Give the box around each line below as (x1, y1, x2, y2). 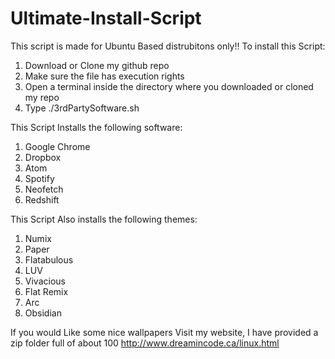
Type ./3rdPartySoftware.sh (24, 102, 140, 114)
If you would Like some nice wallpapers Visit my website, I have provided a (10, 326, 319, 338)
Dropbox (24, 151, 62, 163)
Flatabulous (24, 253, 74, 266)
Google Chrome (24, 140, 91, 152)
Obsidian (24, 307, 62, 319)
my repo (24, 91, 60, 103)
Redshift (24, 193, 60, 206)
